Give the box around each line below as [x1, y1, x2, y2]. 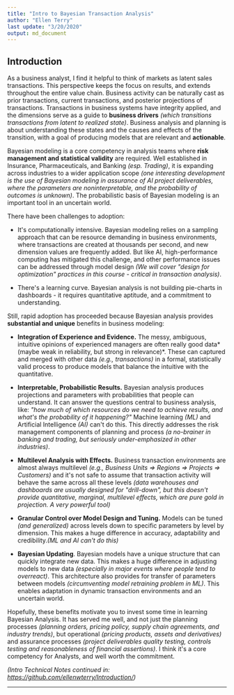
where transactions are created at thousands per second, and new [17, 240, 209, 249]
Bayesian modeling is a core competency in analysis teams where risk [7, 147, 209, 155]
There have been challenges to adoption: [7, 212, 125, 220]
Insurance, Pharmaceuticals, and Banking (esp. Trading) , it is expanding [7, 162, 214, 170]
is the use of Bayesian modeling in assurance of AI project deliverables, [7, 176, 214, 185]
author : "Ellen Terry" [7, 17, 73, 24]
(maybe [17, 348, 40, 356]
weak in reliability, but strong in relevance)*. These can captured [40, 348, 226, 356]
